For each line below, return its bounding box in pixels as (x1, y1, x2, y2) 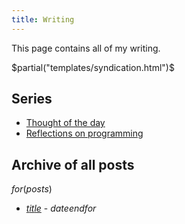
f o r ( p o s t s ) (11, 183, 53, 195)
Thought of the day (25, 117, 106, 129)
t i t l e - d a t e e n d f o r (25, 202, 97, 215)
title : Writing (11, 14, 75, 25)
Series (11, 91, 53, 108)
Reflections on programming (25, 127, 144, 140)
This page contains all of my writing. (11, 42, 161, 54)
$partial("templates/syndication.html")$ (11, 61, 175, 73)
